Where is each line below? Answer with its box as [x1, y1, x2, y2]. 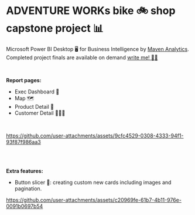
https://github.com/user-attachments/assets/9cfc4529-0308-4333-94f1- [6, 132, 184, 139]
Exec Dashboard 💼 [14, 88, 60, 95]
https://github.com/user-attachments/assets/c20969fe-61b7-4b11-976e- [6, 196, 182, 203]
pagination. [14, 185, 42, 192]
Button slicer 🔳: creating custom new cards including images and [14, 179, 172, 186]
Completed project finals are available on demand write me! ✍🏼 [6, 53, 158, 61]
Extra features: [6, 167, 43, 174]
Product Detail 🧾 [14, 103, 54, 110]
